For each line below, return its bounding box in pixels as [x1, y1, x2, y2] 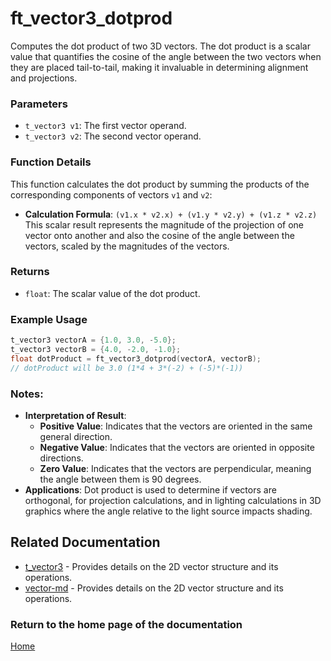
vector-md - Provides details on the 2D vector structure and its [24, 582, 284, 594]
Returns [10, 265, 50, 279]
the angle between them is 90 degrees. [39, 473, 202, 485]
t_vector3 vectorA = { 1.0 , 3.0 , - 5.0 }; [10, 335, 177, 346]
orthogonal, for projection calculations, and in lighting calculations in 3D [24, 494, 322, 506]
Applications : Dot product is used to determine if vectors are [24, 483, 277, 496]
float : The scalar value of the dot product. [24, 287, 201, 299]
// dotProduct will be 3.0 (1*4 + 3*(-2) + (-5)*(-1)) [10, 363, 244, 373]
